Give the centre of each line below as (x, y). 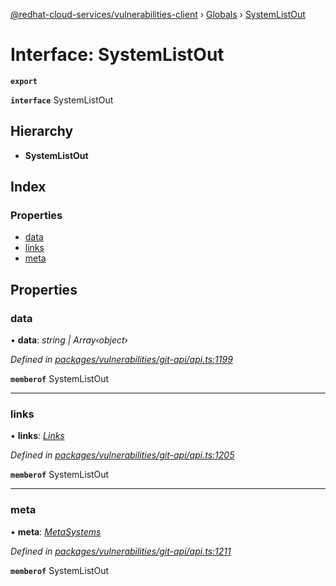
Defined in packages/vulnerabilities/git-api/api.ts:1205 (122, 455)
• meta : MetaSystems (56, 531)
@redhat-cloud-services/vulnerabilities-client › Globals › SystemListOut (158, 14)
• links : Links (37, 436)
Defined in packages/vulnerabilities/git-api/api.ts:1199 (121, 360)
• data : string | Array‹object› (69, 340)
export (24, 81)
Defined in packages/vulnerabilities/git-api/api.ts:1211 (121, 551)
